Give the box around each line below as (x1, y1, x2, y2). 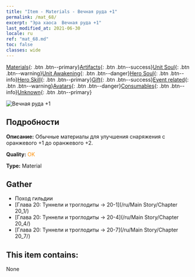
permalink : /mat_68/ (6, 14, 57, 20)
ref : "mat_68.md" (6, 36, 49, 42)
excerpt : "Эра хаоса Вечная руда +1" (6, 20, 102, 25)
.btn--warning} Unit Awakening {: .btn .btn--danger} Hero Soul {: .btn (6, 69, 169, 77)
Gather (6, 179, 32, 189)
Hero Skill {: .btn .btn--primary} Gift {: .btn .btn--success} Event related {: (17, 76, 189, 83)
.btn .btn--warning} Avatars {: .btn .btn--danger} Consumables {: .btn (6, 82, 170, 89)
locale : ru (6, 31, 33, 37)
